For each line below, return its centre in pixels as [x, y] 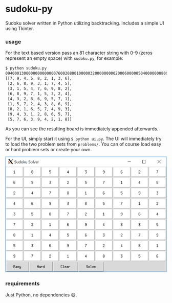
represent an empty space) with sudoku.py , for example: [64, 58]
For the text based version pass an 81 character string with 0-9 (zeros [79, 53]
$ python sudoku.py [26, 68]
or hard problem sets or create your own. [49, 150]
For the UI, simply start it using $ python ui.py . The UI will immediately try [83, 139]
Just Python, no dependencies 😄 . [41, 295]
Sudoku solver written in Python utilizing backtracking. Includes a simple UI [85, 23]
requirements [23, 284]
